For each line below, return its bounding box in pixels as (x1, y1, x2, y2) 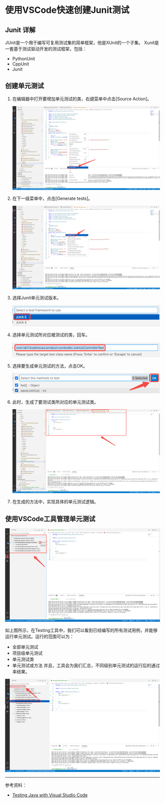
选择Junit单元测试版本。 (12, 295, 61, 301)
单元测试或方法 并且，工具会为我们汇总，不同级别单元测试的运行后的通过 (12, 662, 160, 668)
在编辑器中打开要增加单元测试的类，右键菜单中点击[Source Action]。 (12, 96, 152, 102)
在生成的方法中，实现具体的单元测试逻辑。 (12, 499, 99, 505)
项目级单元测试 (12, 650, 43, 656)
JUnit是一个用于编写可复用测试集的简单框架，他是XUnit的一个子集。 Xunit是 (5, 40, 159, 45)
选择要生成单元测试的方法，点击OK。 (12, 363, 87, 369)
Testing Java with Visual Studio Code (12, 792, 88, 798)
